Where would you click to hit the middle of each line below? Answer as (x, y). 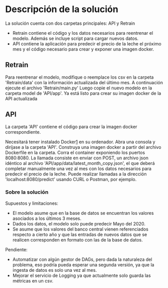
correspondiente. (23, 132)
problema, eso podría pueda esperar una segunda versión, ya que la (83, 265)
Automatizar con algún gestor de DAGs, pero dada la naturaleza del (82, 259)
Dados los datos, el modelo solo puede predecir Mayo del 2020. (79, 223)
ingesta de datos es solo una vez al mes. (55, 270)
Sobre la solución (27, 192)
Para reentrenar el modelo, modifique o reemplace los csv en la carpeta (79, 77)
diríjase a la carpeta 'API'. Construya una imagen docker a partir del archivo (83, 147)
